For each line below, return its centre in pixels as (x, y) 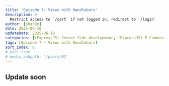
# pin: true (18, 52)
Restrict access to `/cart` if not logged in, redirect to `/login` (83, 19)
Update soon (26, 77)
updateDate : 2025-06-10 (30, 33)
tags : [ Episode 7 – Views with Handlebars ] (52, 43)
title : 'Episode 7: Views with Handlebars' (52, 10)
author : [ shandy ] (23, 24)
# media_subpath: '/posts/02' (37, 57)
